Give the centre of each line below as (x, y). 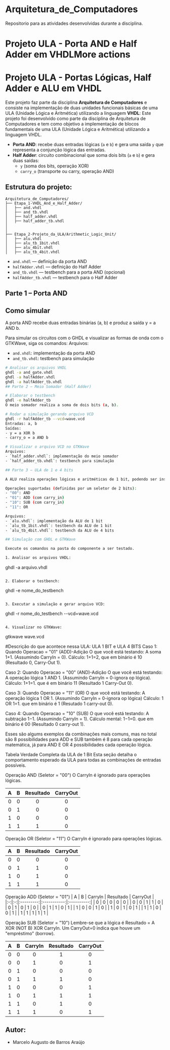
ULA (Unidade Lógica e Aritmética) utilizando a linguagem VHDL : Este (78, 113)
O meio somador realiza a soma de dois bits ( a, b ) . (62, 405)
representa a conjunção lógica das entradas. (59, 150)
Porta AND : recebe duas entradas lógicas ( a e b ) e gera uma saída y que (88, 145)
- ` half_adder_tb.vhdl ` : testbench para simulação (60, 461)
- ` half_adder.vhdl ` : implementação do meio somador (62, 456)
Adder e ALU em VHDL (54, 88)
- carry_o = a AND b (27, 438)
